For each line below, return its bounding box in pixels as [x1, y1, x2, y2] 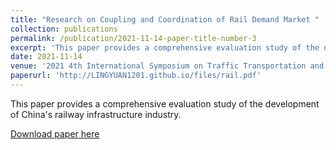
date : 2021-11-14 [10, 52, 83, 62]
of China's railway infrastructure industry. [10, 108, 182, 120]
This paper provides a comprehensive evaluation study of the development [10, 97, 320, 110]
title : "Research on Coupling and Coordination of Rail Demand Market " [10, 14, 320, 25]
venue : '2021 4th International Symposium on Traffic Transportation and [10, 61, 325, 71]
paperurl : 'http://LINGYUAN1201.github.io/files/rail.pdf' [10, 71, 262, 81]
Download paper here [10, 127, 100, 140]
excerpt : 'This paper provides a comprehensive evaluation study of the [10, 42, 320, 53]
